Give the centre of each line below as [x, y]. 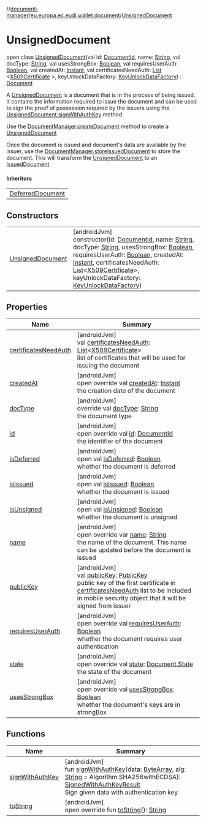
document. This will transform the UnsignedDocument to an [82, 157]
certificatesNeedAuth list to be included [134, 590]
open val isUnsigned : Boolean [120, 509]
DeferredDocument [37, 194]
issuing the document [108, 365]
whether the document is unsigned [127, 517]
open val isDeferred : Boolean [119, 459]
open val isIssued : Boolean [116, 484]
